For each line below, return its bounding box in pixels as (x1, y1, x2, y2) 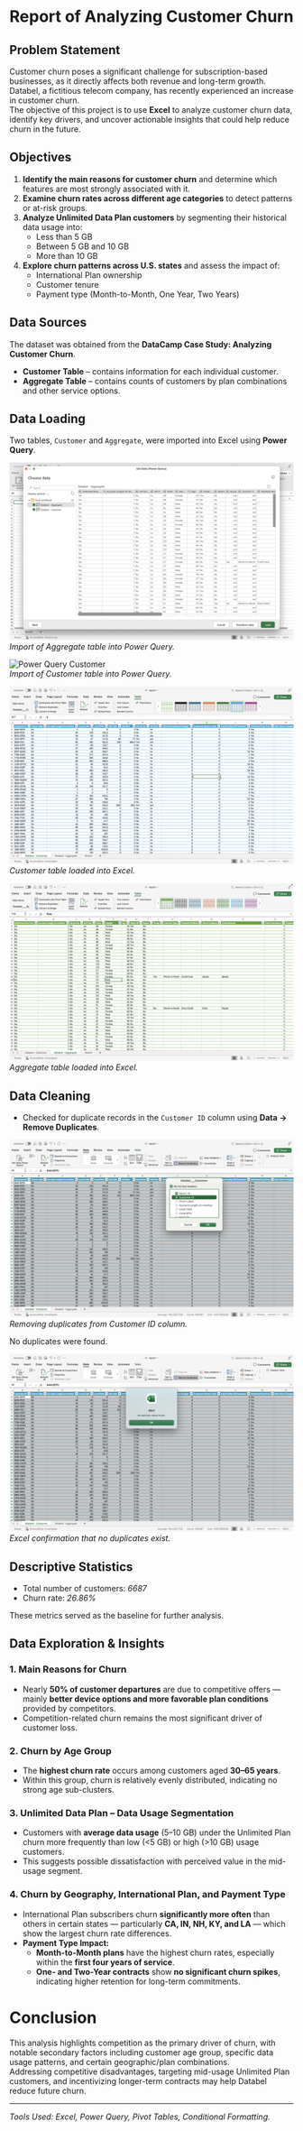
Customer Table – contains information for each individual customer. (22, 365, 279, 376)
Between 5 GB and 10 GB (35, 241, 129, 252)
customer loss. (22, 1721, 78, 1733)
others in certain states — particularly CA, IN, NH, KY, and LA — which (22, 1918, 286, 1929)
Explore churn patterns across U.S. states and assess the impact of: (22, 260, 280, 271)
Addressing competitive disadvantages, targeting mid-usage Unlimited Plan (9, 2066, 290, 2077)
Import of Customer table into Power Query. (9, 669, 172, 679)
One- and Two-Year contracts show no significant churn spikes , (35, 1966, 281, 1977)
